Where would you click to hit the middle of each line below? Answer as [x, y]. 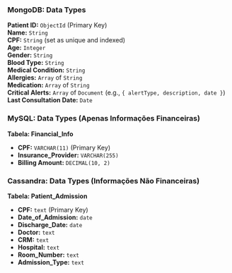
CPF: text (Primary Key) [53, 210]
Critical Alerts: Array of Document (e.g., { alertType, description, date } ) [116, 92]
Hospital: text [39, 247]
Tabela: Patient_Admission [47, 196]
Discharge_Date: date [50, 224]
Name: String [28, 32]
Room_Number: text [48, 255]
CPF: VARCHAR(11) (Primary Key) [64, 147]
